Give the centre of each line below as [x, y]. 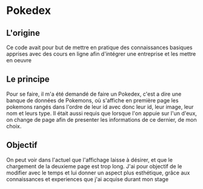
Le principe [28, 79]
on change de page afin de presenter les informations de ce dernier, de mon [101, 119]
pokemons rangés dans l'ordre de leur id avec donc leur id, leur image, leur [100, 107]
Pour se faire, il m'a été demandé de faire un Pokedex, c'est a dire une [94, 94]
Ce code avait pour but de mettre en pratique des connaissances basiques [99, 47]
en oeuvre [19, 60]
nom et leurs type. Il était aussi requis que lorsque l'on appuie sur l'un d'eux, [101, 113]
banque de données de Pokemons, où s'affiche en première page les [92, 100]
